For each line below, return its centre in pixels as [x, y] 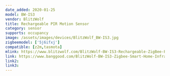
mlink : [12, 51]
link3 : [12, 65]
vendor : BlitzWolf [25, 19]
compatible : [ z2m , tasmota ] [34, 47]
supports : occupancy [27, 33]
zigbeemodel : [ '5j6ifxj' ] [32, 42]
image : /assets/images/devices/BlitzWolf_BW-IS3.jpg [62, 38]
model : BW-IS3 [20, 14]
